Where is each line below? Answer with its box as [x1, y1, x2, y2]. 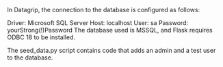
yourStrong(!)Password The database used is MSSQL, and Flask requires [7, 26, 213, 34]
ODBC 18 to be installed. [7, 33, 75, 41]
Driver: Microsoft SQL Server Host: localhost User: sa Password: [7, 19, 189, 26]
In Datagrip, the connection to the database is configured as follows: [7, 6, 200, 14]
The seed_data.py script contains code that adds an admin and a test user [7, 47, 216, 54]
